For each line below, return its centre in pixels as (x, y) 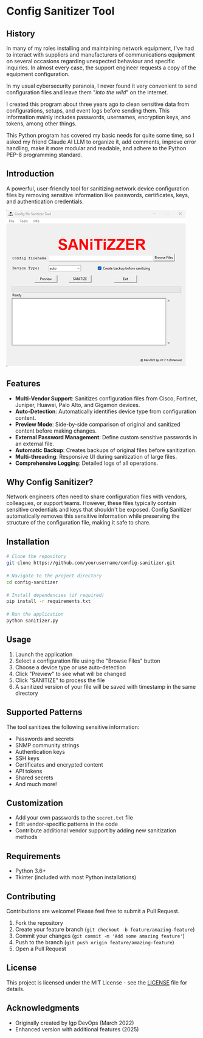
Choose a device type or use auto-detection (71, 667)
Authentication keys (40, 751)
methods (26, 837)
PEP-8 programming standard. (44, 155)
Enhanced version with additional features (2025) (77, 1029)
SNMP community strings (47, 745)
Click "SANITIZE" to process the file (60, 680)
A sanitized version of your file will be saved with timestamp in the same (105, 686)
